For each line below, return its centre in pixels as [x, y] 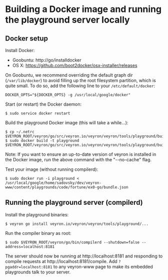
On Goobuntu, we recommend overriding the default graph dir [69, 75]
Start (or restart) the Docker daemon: [43, 104]
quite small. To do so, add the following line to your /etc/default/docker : [80, 86]
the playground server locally [67, 20]
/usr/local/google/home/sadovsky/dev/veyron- [53, 183]
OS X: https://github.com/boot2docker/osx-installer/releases [75, 65]
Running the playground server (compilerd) [74, 203]
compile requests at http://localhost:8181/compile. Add [61, 261]
